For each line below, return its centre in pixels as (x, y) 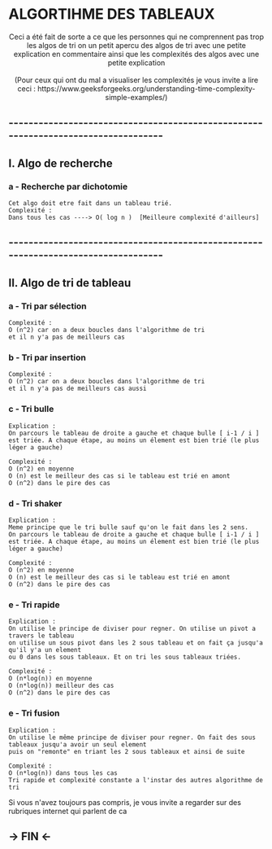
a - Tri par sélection (47, 306)
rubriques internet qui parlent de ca (68, 811)
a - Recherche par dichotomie (68, 186)
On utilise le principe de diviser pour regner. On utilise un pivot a (132, 629)
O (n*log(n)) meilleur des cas (61, 686)
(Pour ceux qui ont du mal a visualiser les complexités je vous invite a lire (136, 80)
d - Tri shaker (35, 503)
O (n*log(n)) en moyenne (50, 679)
